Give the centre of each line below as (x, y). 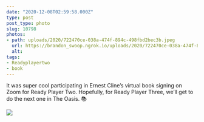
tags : (13, 57)
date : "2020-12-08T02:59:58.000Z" (50, 12)
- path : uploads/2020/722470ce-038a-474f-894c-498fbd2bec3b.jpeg (90, 40)
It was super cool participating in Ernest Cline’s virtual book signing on (94, 86)
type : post (20, 18)
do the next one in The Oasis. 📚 (46, 99)
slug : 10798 (21, 29)
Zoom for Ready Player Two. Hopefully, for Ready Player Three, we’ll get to (100, 92)
